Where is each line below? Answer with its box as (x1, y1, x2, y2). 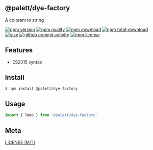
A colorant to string (5, 17, 44, 23)
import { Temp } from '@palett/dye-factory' (5, 113, 98, 118)
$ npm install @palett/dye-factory (5, 86, 78, 91)
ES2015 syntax (12, 59, 43, 65)
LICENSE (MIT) (5, 139, 35, 145)
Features (5, 46, 33, 55)
